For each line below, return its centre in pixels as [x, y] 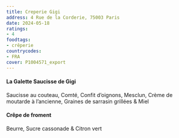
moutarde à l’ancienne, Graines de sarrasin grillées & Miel [78, 101]
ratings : [17, 29]
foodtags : [19, 40]
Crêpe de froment [29, 115]
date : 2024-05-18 [28, 23]
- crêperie [20, 46]
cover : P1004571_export [36, 62]
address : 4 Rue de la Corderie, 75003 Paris [63, 17]
